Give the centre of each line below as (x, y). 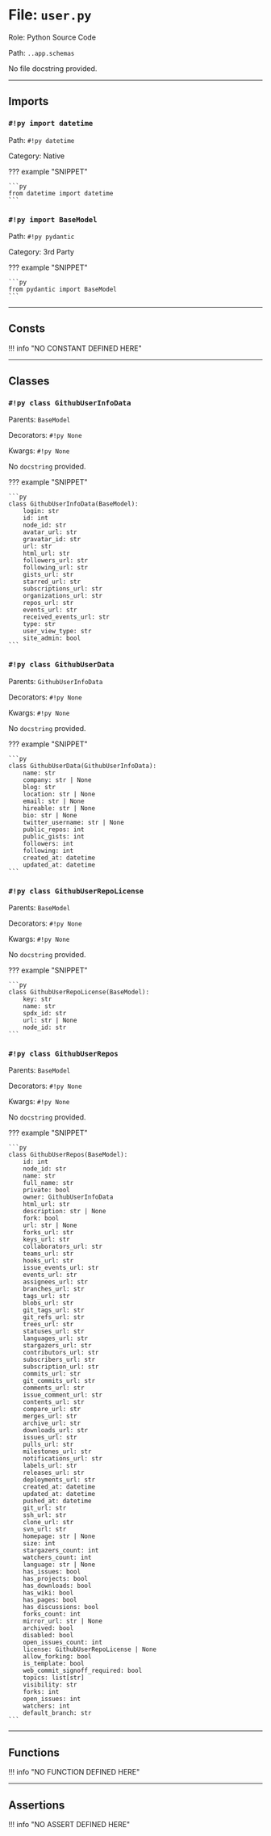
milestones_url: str (57, 1452)
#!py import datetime (51, 124)
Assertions (37, 1805)
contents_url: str (54, 1402)
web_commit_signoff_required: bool (83, 1671)
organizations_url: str (63, 596)
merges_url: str (50, 1416)
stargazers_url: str (57, 1346)
